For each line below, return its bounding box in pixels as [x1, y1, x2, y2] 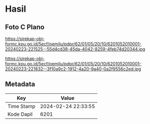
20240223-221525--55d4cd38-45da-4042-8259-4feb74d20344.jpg [5, 46, 146, 52]
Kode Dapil [7, 111, 33, 118]
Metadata [5, 80, 35, 88]
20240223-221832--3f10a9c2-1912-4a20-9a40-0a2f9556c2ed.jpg [5, 66, 141, 72]
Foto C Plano [5, 23, 45, 31]
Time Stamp [7, 103, 36, 109]
